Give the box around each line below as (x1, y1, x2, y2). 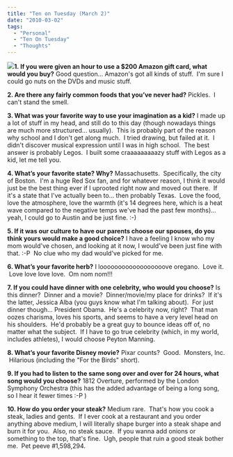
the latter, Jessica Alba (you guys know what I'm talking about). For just (7, 298, 214, 306)
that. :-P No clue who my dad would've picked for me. (7, 249, 163, 257)
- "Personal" (13, 29, 51, 37)
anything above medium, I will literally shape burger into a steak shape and (7, 419, 221, 428)
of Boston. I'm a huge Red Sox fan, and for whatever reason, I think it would (7, 176, 225, 185)
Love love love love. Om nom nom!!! (8, 270, 113, 278)
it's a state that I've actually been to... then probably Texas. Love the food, (7, 192, 221, 199)
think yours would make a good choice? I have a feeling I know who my (7, 234, 214, 242)
